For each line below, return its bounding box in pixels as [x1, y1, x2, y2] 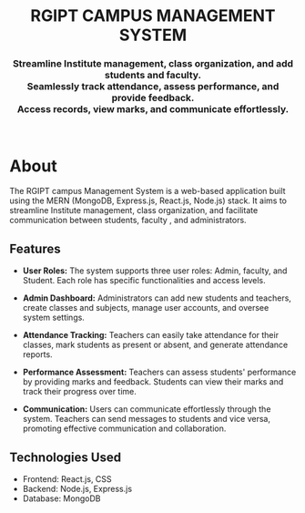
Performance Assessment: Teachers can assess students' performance [22, 366, 297, 378]
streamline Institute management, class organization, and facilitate [9, 205, 259, 216]
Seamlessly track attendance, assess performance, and [26, 80, 280, 93]
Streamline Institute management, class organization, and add [12, 57, 294, 70]
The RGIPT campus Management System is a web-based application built [9, 186, 286, 197]
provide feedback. [111, 92, 195, 105]
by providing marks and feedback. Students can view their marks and [22, 376, 284, 387]
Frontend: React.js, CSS [22, 474, 112, 485]
